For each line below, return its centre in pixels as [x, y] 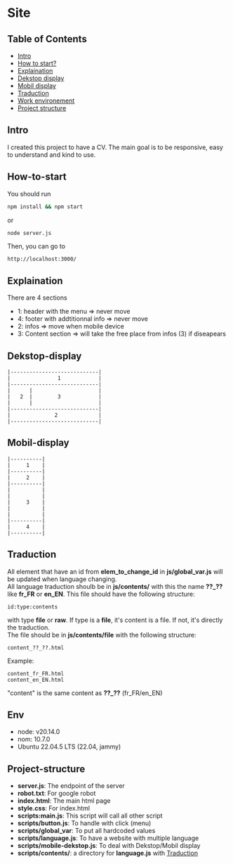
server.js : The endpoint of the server [71, 786]
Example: [21, 661]
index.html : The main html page [64, 801]
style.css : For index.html [53, 808]
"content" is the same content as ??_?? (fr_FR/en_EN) [85, 693]
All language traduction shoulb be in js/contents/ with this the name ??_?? [115, 586]
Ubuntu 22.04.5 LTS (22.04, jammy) [69, 747]
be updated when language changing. [62, 579]
